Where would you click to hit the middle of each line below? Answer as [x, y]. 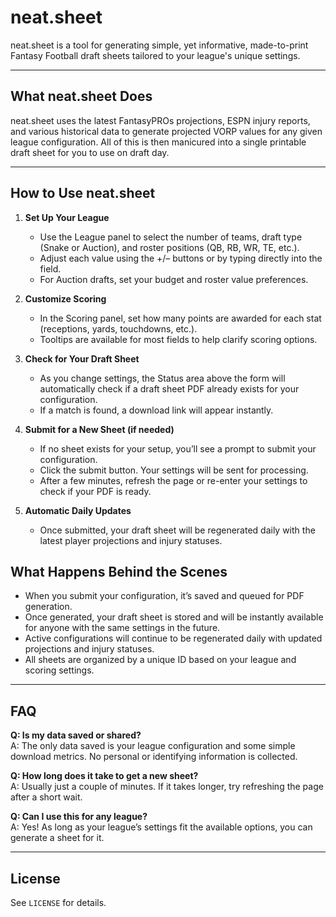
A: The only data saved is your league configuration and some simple [153, 746]
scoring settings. [59, 670]
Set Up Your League [67, 217]
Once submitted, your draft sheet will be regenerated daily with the [177, 530]
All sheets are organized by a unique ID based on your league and [160, 660]
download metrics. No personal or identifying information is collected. [154, 757]
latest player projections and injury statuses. [131, 540]
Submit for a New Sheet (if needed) [99, 429]
